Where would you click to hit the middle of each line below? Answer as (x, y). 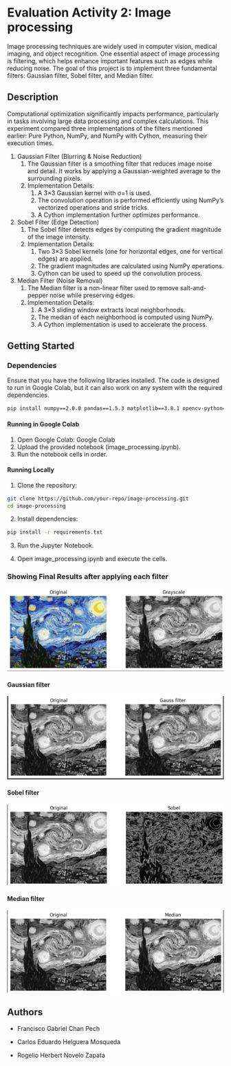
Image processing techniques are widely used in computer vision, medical (112, 46)
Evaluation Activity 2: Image (89, 13)
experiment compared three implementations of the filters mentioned (105, 128)
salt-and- (193, 287)
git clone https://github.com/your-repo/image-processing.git (98, 499)
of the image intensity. (59, 237)
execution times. (31, 143)
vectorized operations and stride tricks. (93, 207)
